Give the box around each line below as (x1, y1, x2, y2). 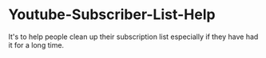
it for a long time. (8, 40, 65, 49)
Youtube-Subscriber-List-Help (8, 6, 216, 24)
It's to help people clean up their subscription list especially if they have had (8, 32, 259, 41)
